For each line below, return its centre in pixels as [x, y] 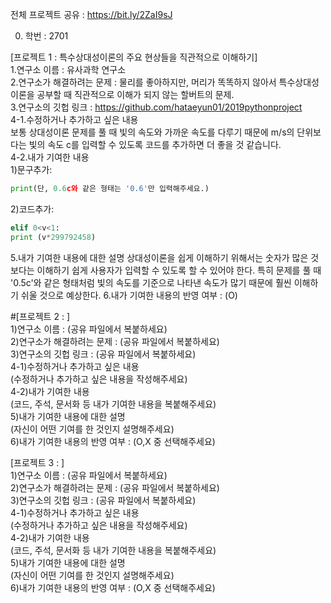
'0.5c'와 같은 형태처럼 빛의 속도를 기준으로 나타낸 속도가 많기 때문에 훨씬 [151, 282]
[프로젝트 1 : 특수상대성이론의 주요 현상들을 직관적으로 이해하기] [134, 57]
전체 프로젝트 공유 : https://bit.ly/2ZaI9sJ [91, 14]
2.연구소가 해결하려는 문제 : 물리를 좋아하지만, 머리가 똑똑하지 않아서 [143, 82]
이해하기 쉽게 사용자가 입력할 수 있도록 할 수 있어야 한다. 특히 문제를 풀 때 [179, 270]
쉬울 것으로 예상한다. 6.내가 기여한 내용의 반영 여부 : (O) [129, 295]
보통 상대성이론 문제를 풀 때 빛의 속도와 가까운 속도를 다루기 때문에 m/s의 [152, 132]
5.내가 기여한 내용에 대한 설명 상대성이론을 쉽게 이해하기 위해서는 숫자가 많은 [159, 257]
